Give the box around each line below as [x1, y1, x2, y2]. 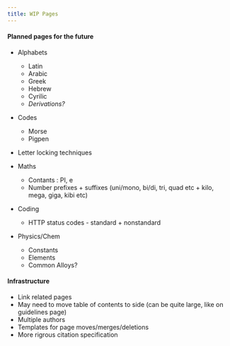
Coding [17, 204, 40, 213]
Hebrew [28, 84, 52, 93]
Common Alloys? [28, 260, 78, 269]
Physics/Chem [17, 232, 60, 240]
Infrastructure [7, 277, 50, 286]
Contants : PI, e [28, 175, 73, 184]
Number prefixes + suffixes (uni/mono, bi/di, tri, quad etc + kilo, [28, 183, 214, 191]
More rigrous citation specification [17, 330, 118, 339]
